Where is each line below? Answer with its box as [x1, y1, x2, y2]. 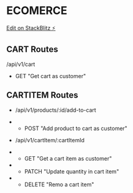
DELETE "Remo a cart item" [24, 181, 94, 188]
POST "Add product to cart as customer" [24, 125, 127, 132]
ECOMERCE [6, 4, 67, 18]
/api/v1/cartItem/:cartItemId [15, 136, 85, 144]
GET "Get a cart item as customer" [24, 155, 112, 162]
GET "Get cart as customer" [15, 72, 86, 79]
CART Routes [6, 44, 58, 55]
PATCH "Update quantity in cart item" [24, 167, 120, 175]
